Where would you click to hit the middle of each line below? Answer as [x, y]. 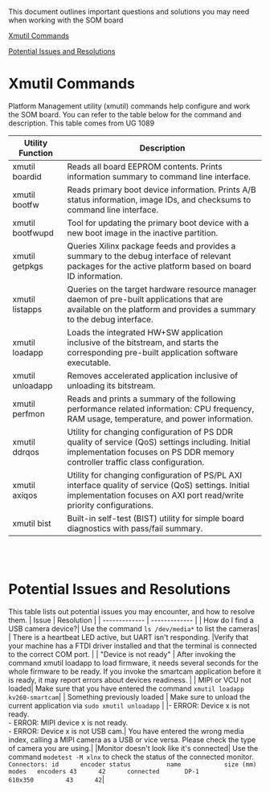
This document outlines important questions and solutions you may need [129, 12]
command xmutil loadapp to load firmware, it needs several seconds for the [133, 663]
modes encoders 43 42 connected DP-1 [104, 771]
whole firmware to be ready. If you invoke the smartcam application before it [135, 671]
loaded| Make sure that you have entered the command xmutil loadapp [127, 688]
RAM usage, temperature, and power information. [160, 419]
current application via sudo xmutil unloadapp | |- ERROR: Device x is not [129, 705]
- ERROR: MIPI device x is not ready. [68, 722]
